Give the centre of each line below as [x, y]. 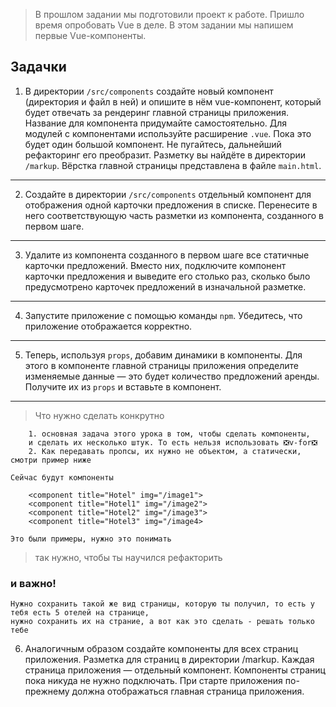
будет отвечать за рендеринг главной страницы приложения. [156, 112]
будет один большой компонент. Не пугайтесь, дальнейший [153, 144]
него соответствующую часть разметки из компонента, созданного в [174, 215]
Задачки [38, 67]
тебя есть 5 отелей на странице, [80, 613]
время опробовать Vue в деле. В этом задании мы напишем [164, 25]
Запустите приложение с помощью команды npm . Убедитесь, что [163, 315]
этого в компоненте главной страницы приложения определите [161, 365]
